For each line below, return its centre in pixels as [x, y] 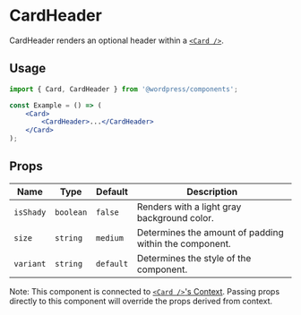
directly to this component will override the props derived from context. [141, 301]
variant [30, 264]
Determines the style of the [194, 258]
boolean [71, 212]
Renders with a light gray [189, 207]
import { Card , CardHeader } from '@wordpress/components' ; [124, 89]
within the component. [184, 243]
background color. [176, 217]
